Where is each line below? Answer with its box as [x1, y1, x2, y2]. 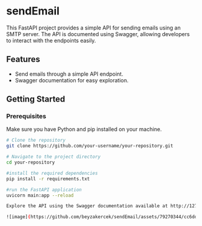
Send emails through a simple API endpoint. [14, 70, 123, 78]
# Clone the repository [6, 137, 66, 144]
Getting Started [6, 94, 66, 105]
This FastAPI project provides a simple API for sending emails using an [6, 24, 181, 31]
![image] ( [6, 214, 31, 220]
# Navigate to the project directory [6, 154, 101, 160]
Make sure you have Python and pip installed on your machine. [6, 126, 162, 133]
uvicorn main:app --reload [6, 192, 74, 198]
